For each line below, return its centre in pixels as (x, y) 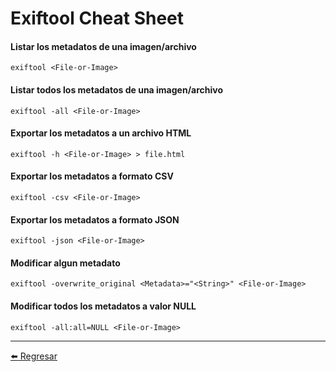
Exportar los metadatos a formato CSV (92, 176)
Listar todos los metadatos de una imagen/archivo (117, 89)
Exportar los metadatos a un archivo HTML (101, 133)
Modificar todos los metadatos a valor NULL (103, 306)
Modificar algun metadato (65, 263)
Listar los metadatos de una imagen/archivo (103, 46)
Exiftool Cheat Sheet (97, 18)
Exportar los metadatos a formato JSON (95, 219)
